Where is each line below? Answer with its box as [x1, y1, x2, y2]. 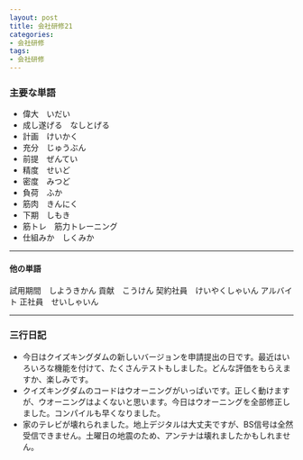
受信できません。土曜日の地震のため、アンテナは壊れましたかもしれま [22, 429, 283, 441]
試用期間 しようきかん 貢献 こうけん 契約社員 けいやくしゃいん [9, 284, 259, 295]
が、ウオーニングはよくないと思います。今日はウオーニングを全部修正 [22, 396, 283, 407]
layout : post [9, 13, 59, 23]
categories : [9, 30, 54, 39]
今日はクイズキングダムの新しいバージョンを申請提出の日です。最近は [22, 351, 282, 362]
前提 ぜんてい [22, 154, 78, 165]
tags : [9, 47, 30, 56]
